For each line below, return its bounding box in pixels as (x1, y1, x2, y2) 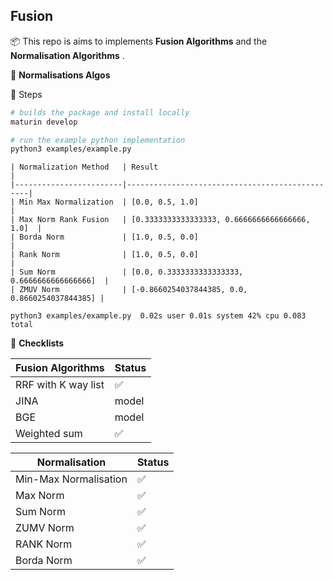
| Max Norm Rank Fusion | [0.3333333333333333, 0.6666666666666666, (10, 215, 311, 225)
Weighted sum (15, 427, 83, 441)
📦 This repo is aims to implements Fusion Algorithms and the (10, 35, 268, 47)
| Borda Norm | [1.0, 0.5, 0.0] (10, 232, 199, 243)
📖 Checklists (10, 337, 65, 349)
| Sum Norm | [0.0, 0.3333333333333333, (10, 267, 244, 278)
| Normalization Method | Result (10, 162, 159, 173)
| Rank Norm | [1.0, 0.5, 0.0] (10, 250, 199, 260)
